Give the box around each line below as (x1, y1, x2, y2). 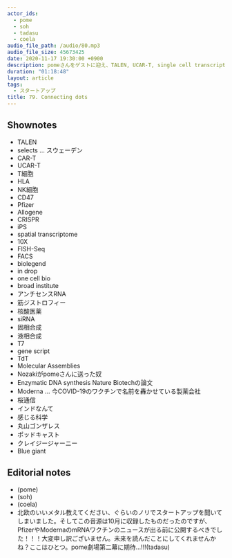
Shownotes (7, 119, 57, 132)
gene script (17, 347, 50, 355)
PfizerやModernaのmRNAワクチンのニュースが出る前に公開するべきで (17, 525, 217, 534)
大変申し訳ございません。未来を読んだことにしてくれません (41, 534, 211, 542)
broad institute (17, 281, 59, 289)
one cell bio (17, 274, 50, 282)
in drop (17, 267, 38, 275)
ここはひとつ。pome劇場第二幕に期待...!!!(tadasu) (29, 543, 171, 551)
